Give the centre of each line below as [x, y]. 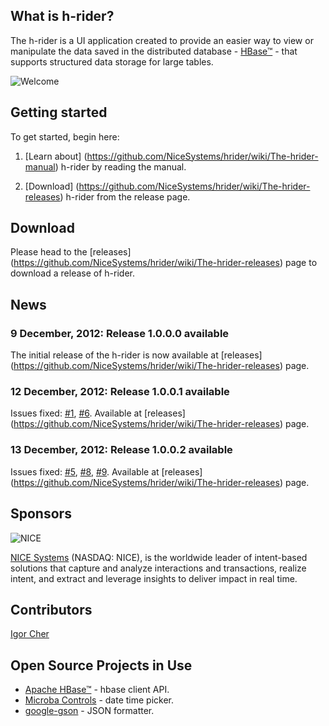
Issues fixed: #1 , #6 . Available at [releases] [98, 413]
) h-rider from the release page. [125, 196]
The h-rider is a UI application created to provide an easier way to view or [162, 40]
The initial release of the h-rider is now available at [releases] [136, 355]
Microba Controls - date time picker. [99, 700]
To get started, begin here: [65, 136]
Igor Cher [30, 634]
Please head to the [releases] [71, 252]
